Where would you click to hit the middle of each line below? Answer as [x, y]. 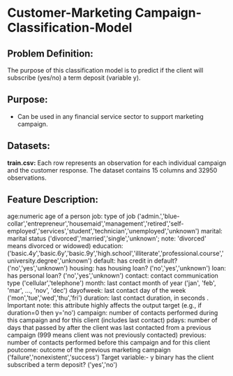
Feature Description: [53, 200]
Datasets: [29, 146]
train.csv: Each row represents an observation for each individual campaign [117, 163]
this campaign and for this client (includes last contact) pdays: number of [112, 320]
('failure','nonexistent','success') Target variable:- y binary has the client [111, 357]
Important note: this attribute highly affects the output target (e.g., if [105, 305]
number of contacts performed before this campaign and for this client [109, 342]
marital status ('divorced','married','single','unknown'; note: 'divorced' [107, 238]
